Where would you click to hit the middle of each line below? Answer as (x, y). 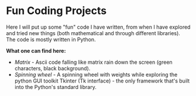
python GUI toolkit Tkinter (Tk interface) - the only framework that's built (102, 81)
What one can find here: (36, 50)
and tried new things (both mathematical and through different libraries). (93, 33)
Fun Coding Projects (56, 11)
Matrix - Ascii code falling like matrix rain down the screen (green (93, 62)
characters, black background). (52, 68)
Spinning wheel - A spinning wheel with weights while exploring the (96, 74)
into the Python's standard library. (55, 87)
